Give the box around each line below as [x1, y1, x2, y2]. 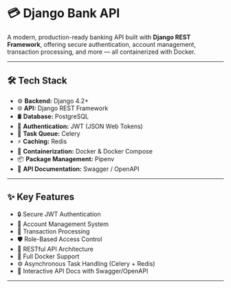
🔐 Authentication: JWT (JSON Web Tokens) [16, 122, 143, 130]
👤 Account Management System [16, 220, 109, 228]
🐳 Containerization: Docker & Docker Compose [16, 147, 153, 155]
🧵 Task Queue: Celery [16, 129, 80, 138]
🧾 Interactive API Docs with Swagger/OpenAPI [16, 267, 148, 275]
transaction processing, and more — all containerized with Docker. [7, 48, 196, 56]
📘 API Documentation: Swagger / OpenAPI [16, 165, 140, 173]
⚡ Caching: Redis [16, 137, 67, 145]
